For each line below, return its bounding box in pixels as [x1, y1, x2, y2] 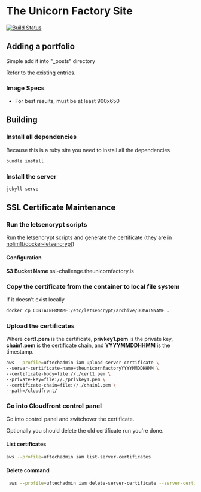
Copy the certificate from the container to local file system [6, 282, 180, 291]
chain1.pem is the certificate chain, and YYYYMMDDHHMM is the [6, 342, 170, 349]
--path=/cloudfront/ [6, 388, 58, 394]
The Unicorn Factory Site [6, 4, 133, 18]
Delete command [6, 467, 50, 474]
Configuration [6, 254, 42, 261]
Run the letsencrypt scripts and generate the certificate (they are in [6, 234, 172, 241]
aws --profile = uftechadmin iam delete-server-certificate [8, 480, 157, 486]
